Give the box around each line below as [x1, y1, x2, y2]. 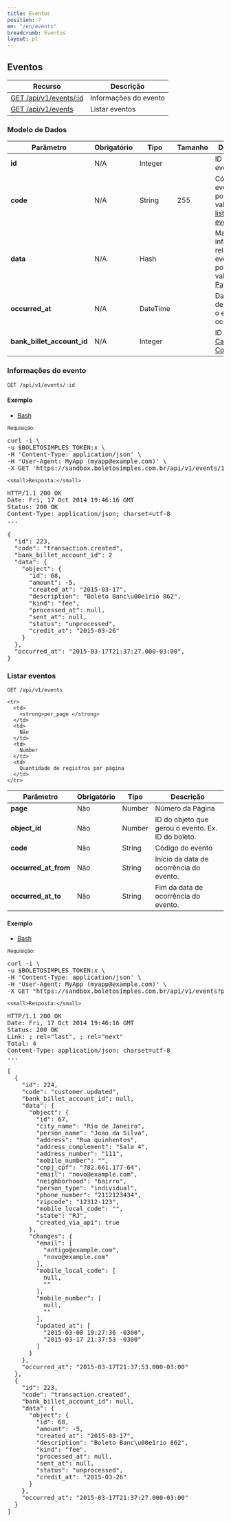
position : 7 [7, 17, 41, 23]
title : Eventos [7, 10, 51, 17]
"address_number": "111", [36, 1150, 124, 1158]
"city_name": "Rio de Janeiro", [36, 1122, 146, 1130]
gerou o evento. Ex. [155, 824, 218, 833]
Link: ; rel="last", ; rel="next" [7, 1033, 124, 1041]
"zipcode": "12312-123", [36, 1198, 120, 1206]
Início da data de [155, 855, 209, 864]
